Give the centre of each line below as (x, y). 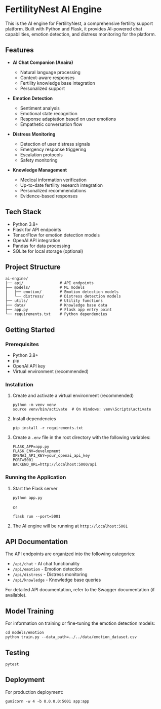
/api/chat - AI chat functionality (46, 564)
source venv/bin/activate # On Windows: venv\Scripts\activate (82, 410)
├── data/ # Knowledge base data (56, 306)
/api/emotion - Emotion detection (47, 569)
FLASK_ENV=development (36, 451)
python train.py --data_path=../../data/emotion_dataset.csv (71, 637)
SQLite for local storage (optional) (48, 251)
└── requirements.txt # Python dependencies (56, 314)
